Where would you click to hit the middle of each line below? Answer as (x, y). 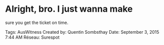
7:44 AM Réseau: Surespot (32, 37)
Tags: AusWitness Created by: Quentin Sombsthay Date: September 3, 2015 (82, 32)
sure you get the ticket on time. (37, 22)
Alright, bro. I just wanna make (69, 9)
